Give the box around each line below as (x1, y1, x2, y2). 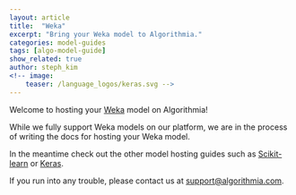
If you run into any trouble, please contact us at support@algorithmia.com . (9, 175, 284, 186)
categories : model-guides (9, 38, 106, 47)
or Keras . (30, 157, 65, 168)
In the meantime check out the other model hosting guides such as (9, 148, 257, 159)
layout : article (9, 13, 70, 22)
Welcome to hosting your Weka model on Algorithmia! (9, 104, 208, 114)
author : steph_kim (9, 64, 78, 72)
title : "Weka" (9, 21, 66, 30)
